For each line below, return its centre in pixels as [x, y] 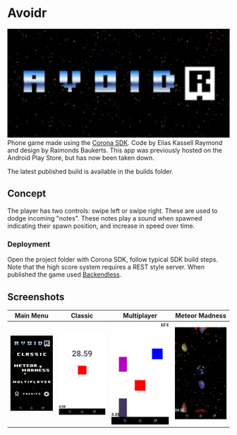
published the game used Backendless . [65, 274]
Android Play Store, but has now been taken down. [81, 158]
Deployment [29, 244]
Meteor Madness [201, 315]
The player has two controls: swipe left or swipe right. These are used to [113, 211]
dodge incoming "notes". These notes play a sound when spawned [105, 218]
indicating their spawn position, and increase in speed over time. [101, 226]
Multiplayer [140, 315]
